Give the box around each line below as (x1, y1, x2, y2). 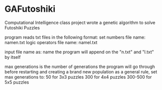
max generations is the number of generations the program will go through (4, 64, 155, 69)
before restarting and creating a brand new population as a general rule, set (4, 68, 158, 74)
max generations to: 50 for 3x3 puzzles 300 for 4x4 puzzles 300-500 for (4, 74, 152, 80)
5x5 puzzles (4, 79, 29, 85)
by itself (4, 54, 21, 60)
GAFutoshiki (4, 3, 56, 15)
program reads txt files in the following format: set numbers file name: (4, 34, 145, 40)
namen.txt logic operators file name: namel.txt (4, 39, 97, 45)
